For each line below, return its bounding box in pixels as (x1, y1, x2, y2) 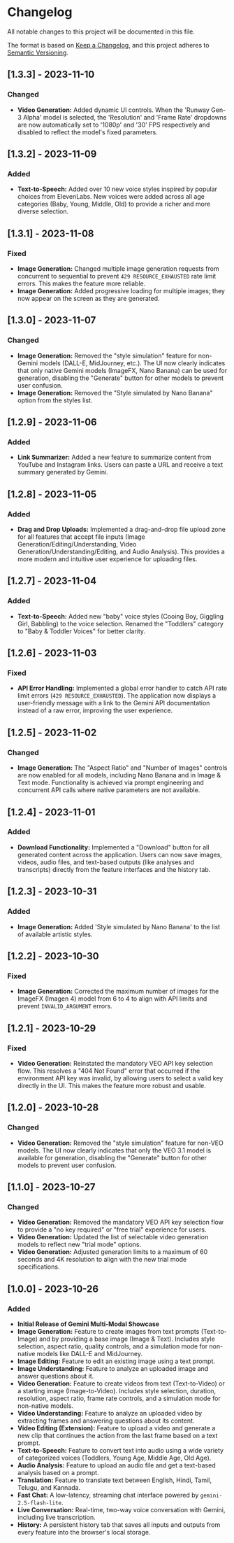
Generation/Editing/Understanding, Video (17, 540, 137, 549)
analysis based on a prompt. (17, 1468, 99, 1477)
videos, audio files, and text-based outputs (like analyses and (17, 858, 194, 866)
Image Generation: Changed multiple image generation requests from (17, 265, 219, 273)
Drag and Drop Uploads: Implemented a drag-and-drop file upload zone (17, 526, 226, 534)
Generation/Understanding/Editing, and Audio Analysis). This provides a (17, 547, 225, 556)
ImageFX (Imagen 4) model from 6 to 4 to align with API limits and (17, 994, 207, 1003)
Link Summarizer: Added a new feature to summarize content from (17, 453, 212, 462)
